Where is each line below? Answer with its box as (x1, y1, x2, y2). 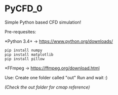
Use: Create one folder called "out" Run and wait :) (4, 74, 108, 80)
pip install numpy (4, 48, 42, 53)
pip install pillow (4, 56, 45, 62)
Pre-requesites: (4, 29, 37, 34)
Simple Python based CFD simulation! (4, 19, 81, 25)
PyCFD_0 (4, 3, 43, 14)
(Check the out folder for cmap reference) (4, 84, 90, 90)
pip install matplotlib (4, 52, 54, 57)
